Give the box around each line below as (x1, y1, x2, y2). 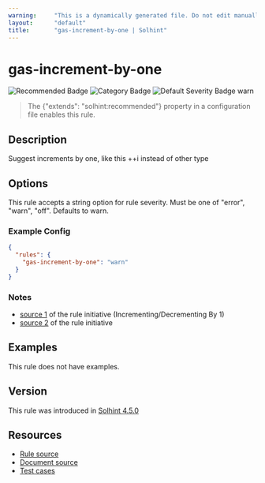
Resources (8, 428, 62, 442)
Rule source (19, 449, 59, 459)
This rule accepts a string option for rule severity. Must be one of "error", (8, 197, 245, 207)
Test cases (19, 466, 55, 476)
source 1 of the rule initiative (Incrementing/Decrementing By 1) (19, 309, 225, 319)
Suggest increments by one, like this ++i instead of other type (8, 154, 209, 163)
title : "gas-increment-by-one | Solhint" (8, 26, 168, 34)
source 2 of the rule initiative (19, 317, 113, 328)
